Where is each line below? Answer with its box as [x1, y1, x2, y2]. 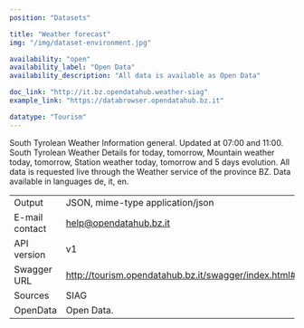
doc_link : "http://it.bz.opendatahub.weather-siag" [9, 88, 208, 97]
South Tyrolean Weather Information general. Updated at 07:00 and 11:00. [9, 137, 284, 148]
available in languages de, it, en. [9, 176, 129, 187]
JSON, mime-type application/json [65, 196, 214, 208]
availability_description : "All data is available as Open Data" [9, 72, 261, 81]
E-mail [14, 210, 43, 223]
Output [14, 196, 43, 208]
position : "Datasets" [9, 13, 91, 23]
